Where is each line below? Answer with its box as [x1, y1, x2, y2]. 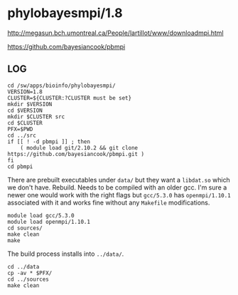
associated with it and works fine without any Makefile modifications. [7, 198, 210, 207]
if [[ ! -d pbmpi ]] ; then [7, 138, 91, 145]
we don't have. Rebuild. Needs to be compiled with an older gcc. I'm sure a [7, 183, 227, 192]
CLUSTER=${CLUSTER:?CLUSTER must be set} [7, 94, 132, 101]
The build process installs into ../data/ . [7, 249, 124, 258]
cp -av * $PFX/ [7, 269, 53, 276]
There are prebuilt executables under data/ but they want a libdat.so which [7, 175, 231, 184]
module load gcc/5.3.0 [7, 212, 75, 219]
